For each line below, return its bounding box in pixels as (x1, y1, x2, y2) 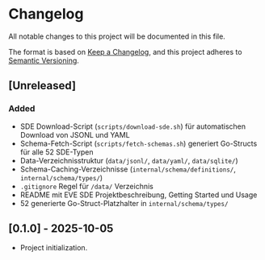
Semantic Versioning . (8, 56, 79, 65)
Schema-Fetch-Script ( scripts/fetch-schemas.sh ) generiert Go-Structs (19, 138, 258, 148)
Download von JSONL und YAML (19, 130, 131, 139)
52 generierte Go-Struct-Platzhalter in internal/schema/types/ (19, 198, 229, 208)
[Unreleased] (8, 79, 77, 93)
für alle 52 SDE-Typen (19, 147, 94, 157)
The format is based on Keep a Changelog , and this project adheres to (8, 47, 242, 56)
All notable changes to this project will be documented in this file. (8, 31, 226, 41)
